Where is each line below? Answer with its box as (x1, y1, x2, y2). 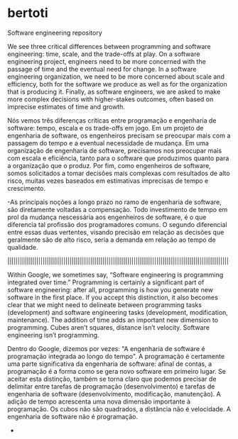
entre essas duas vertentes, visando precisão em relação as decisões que (7, 228, 225, 236)
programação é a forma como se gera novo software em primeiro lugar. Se (7, 367, 226, 375)
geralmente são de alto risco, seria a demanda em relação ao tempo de (7, 235, 216, 244)
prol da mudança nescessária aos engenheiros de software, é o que (7, 213, 207, 221)
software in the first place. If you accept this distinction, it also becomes (7, 293, 218, 301)
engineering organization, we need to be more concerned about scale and (7, 72, 225, 81)
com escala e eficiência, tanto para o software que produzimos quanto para (7, 154, 229, 162)
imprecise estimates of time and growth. (7, 102, 126, 111)
